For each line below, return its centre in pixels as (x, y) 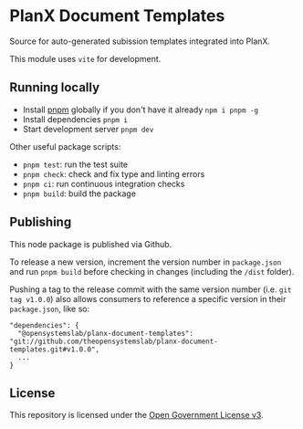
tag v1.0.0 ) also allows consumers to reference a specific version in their (148, 298)
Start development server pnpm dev (88, 129)
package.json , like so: (49, 309)
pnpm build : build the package (79, 194)
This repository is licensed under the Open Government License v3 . (136, 415)
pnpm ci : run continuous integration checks (104, 183)
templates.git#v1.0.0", (55, 349)
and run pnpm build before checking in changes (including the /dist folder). (152, 271)
